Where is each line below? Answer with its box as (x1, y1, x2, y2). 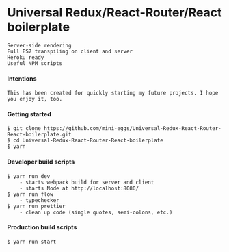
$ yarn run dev (7, 173, 51, 179)
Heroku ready (7, 53, 44, 61)
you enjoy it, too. (7, 96, 63, 103)
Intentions (7, 74, 37, 83)
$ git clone (7, 125, 41, 132)
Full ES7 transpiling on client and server (7, 48, 133, 55)
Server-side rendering (7, 42, 72, 49)
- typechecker (19, 197, 59, 203)
